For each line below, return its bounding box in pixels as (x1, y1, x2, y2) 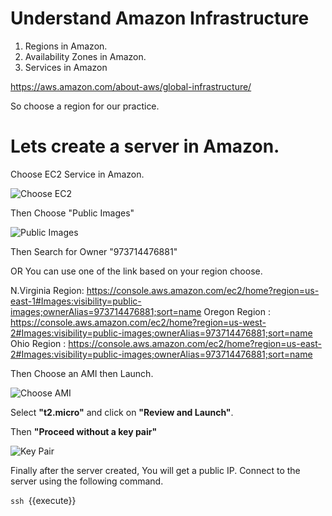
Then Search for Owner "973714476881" (10, 245, 178, 257)
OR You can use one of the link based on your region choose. (10, 265, 263, 277)
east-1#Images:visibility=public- (10, 295, 142, 307)
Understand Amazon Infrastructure (10, 7, 310, 30)
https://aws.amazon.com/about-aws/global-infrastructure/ (10, 80, 252, 92)
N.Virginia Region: (10, 284, 85, 296)
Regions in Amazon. (24, 40, 108, 52)
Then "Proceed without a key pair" (10, 425, 158, 437)
